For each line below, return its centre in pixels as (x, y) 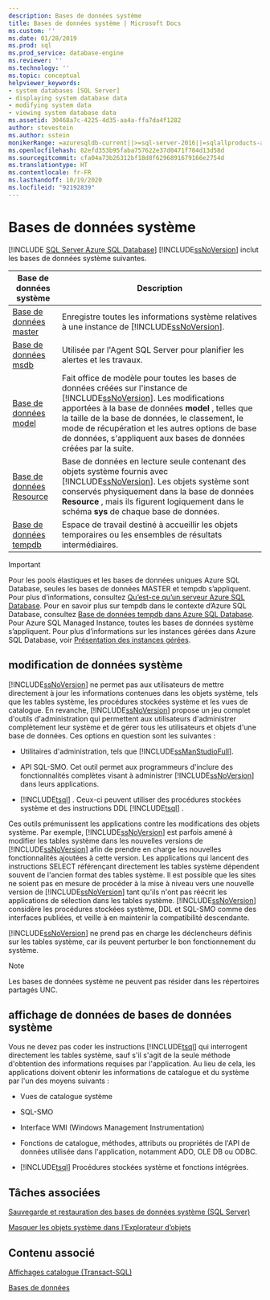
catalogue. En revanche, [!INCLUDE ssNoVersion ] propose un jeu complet (129, 710)
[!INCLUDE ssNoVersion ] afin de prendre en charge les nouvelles (115, 849)
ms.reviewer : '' (35, 61)
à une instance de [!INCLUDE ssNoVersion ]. (143, 326)
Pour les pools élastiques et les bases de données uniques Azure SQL (124, 580)
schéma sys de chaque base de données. (141, 511)
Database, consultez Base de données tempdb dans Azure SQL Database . (131, 614)
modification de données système (96, 665)
